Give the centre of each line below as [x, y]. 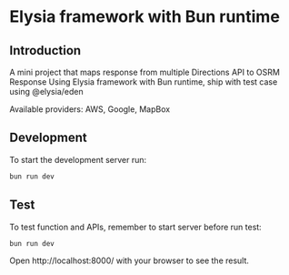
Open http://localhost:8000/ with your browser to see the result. [130, 260]
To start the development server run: [78, 159]
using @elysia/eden [46, 92]
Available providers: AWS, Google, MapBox [90, 109]
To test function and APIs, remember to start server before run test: [135, 227]
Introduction [45, 51]
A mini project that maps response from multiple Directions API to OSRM [144, 72]
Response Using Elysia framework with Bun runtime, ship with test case [144, 82]
